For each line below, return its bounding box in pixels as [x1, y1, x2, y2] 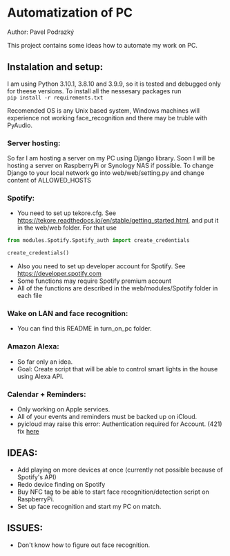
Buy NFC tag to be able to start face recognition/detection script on [17, 488, 209, 496]
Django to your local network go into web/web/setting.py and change [7, 169, 205, 177]
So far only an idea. [17, 358, 73, 366]
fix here [17, 427, 39, 435]
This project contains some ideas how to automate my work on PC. [7, 41, 198, 49]
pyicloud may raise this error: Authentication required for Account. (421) [17, 420, 222, 428]
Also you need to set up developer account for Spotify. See [17, 262, 186, 270]
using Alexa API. [17, 372, 64, 380]
